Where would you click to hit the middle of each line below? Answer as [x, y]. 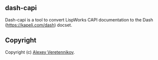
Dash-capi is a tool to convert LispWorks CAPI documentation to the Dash [79, 20]
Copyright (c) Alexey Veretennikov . [40, 52]
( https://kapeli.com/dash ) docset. [39, 25]
